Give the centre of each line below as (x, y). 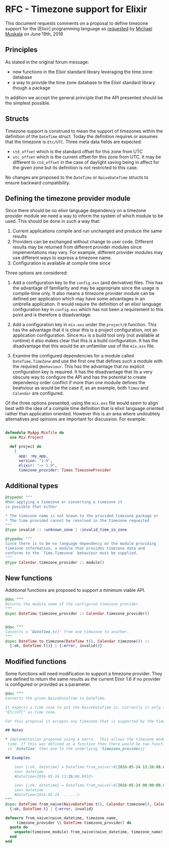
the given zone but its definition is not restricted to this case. (75, 167)
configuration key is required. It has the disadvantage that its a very (82, 372)
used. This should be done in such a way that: (53, 221)
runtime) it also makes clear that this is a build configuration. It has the (85, 341)
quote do (19, 827)
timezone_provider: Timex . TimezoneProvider (65, 470)
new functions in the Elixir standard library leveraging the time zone (82, 72)
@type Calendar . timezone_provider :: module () (55, 562)
